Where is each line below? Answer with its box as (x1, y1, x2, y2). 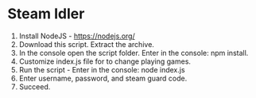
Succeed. (18, 81, 51, 92)
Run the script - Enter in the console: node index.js (18, 65, 185, 74)
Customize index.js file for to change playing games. (18, 57, 192, 66)
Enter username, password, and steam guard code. (18, 73, 188, 83)
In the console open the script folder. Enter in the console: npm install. (18, 48, 249, 57)
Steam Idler (7, 5, 85, 23)
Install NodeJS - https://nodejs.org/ (18, 31, 136, 41)
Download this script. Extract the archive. (18, 39, 154, 49)
